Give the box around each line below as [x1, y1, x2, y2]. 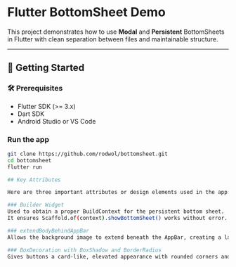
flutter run [7, 163, 42, 171]
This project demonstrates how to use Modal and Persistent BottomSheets [7, 27, 225, 36]
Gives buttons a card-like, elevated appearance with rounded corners [7, 253, 218, 260]
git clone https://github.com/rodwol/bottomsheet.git [7, 150, 169, 157]
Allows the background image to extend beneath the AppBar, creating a [7, 233, 221, 241]
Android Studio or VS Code [17, 117, 96, 125]
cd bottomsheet [7, 157, 52, 164]
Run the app [7, 134, 49, 144]
